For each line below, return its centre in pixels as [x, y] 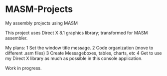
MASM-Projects [39, 9]
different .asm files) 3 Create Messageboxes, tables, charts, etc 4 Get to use [83, 53]
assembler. [16, 38]
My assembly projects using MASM [42, 23]
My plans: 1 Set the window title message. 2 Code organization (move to [79, 47]
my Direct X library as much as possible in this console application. [74, 58]
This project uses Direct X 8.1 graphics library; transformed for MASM [77, 32]
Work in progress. [23, 68]
